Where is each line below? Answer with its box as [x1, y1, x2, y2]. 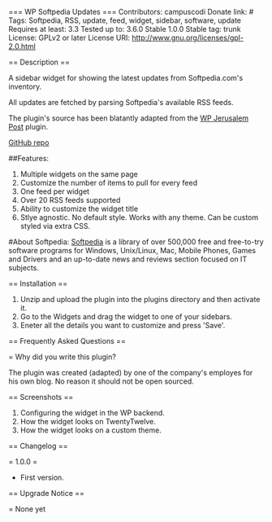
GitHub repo [8, 138, 50, 147]
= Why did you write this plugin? [8, 352, 116, 362]
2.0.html [8, 42, 37, 51]
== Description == [8, 57, 71, 67]
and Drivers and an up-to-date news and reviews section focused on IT [8, 254, 248, 264]
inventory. [8, 81, 42, 91]
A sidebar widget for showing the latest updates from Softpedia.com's [8, 73, 244, 82]
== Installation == [8, 279, 68, 288]
